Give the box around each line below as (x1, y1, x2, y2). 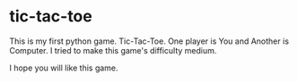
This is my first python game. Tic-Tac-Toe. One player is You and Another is (9, 36, 290, 46)
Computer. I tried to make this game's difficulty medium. (9, 45, 217, 55)
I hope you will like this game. (9, 62, 118, 73)
